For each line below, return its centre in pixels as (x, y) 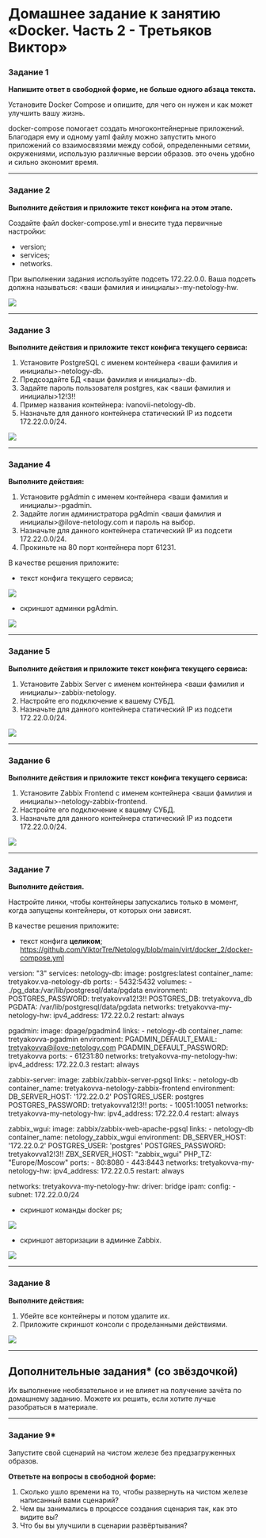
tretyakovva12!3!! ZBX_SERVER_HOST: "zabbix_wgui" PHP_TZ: (110, 1154)
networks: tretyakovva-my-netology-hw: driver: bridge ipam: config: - (122, 1186)
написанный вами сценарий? (69, 1500)
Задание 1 (28, 72)
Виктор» (38, 48)
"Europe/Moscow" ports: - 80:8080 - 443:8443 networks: (103, 1162)
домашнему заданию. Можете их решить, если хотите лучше (112, 1399)
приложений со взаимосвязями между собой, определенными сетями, (129, 145)
